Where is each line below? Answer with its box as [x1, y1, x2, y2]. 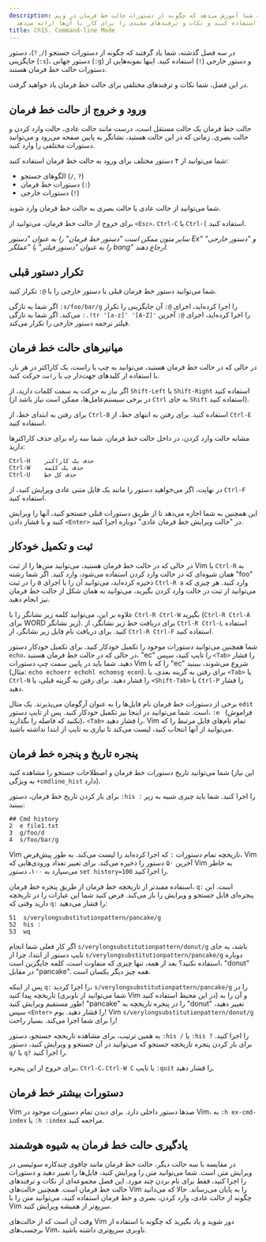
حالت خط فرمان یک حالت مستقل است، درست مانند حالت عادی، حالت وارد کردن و [9, 124, 252, 134]
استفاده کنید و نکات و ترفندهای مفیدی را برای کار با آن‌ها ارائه [37, 19, 257, 27]
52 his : [9, 921, 42, 929]
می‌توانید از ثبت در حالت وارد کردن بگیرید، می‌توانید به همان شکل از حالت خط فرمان [9, 585, 257, 595]
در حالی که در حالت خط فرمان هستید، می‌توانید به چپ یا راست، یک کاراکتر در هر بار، [9, 362, 257, 371]
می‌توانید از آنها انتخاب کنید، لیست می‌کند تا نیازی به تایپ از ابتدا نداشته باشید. [9, 724, 234, 733]
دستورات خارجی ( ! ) [20, 188, 80, 198]
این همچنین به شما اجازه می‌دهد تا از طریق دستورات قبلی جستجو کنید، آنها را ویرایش [9, 508, 258, 517]
